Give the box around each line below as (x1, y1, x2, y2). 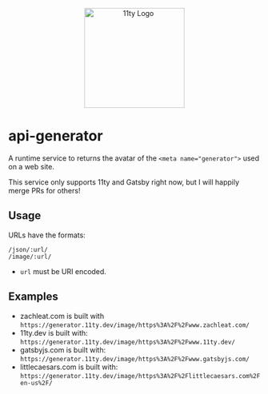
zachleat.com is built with (19, 311, 105, 320)
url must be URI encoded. (19, 266, 106, 276)
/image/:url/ (8, 253, 52, 261)
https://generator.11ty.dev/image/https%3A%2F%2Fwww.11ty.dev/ (19, 338, 236, 346)
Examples (8, 290, 58, 304)
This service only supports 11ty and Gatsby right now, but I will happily (8, 177, 240, 187)
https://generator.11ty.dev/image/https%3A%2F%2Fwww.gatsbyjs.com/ (19, 355, 250, 363)
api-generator (8, 127, 103, 145)
